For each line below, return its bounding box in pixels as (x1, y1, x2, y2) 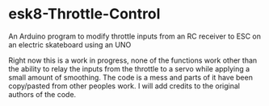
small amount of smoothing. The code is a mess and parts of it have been (8, 72, 253, 82)
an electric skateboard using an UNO (8, 39, 132, 49)
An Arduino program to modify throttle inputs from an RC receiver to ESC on (8, 31, 261, 41)
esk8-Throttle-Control (8, 5, 161, 23)
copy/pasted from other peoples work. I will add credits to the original (8, 81, 241, 91)
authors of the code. (8, 89, 77, 99)
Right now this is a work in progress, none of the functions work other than (8, 55, 258, 65)
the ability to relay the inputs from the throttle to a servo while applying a (8, 63, 250, 73)
